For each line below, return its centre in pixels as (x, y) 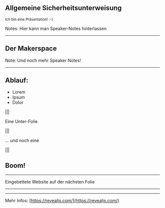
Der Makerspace (31, 49)
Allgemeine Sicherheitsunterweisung (63, 8)
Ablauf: (17, 80)
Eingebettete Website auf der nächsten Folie (50, 182)
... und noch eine (22, 141)
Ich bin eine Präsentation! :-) (29, 19)
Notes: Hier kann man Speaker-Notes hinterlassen (56, 28)
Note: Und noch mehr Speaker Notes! (43, 60)
